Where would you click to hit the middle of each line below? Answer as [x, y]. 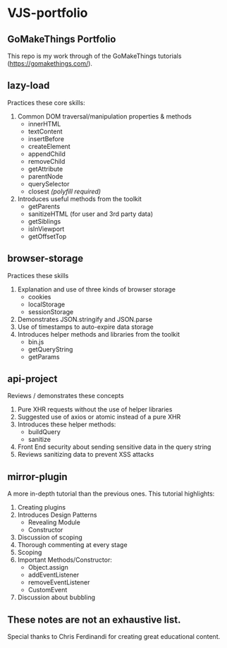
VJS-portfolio [48, 13]
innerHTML [44, 124]
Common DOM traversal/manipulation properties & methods [104, 116]
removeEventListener [59, 582]
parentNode [45, 176]
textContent [45, 131]
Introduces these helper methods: [67, 424]
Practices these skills [38, 275]
